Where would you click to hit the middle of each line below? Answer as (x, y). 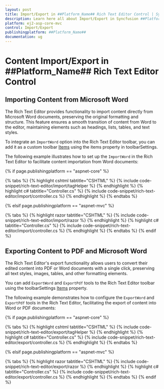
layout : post (18, 10)
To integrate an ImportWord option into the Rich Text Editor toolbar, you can (80, 142)
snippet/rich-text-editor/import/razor (42, 220)
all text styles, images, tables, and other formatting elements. (66, 273)
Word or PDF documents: (31, 308)
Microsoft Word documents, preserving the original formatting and (72, 117)
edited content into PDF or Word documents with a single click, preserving (80, 268)
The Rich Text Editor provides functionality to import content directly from (79, 111)
